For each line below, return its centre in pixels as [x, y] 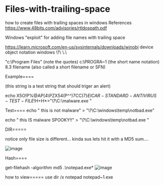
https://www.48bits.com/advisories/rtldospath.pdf [56, 28]
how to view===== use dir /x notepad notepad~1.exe [59, 177]
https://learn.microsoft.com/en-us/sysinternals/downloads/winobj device [79, 47]
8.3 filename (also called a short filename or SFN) [55, 67]
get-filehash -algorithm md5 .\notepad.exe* [49, 167]
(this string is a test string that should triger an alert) [58, 86]
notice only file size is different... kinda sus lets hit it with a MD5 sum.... [77, 139]
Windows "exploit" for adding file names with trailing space [65, 37]
